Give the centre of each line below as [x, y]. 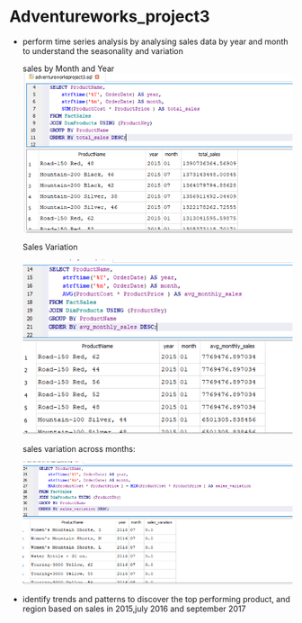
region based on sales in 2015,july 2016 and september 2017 [134, 609]
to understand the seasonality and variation [103, 50]
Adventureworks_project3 [110, 17]
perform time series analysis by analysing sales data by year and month [155, 41]
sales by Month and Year [68, 68]
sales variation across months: [79, 449]
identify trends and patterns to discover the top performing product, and [156, 599]
